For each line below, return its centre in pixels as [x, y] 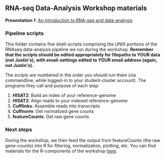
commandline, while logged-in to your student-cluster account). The [76, 80]
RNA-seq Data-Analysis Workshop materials [76, 8]
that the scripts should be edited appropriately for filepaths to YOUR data [83, 55]
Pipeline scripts [24, 33]
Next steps [19, 129]
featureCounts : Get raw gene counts [50, 116]
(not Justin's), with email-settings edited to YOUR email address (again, [81, 60]
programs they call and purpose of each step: [52, 86]
